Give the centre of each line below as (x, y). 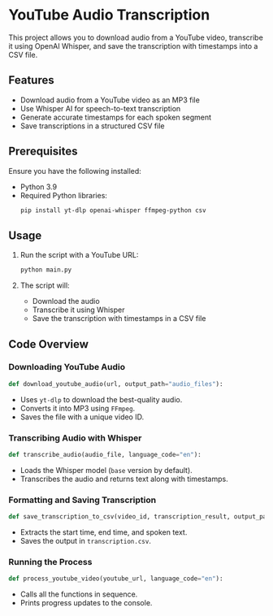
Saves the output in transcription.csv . (86, 541)
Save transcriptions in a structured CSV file (92, 126)
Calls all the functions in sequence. (79, 594)
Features (31, 80)
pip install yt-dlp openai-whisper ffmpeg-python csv (113, 210)
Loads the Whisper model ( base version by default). (106, 470)
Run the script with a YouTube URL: (79, 255)
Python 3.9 (39, 187)
